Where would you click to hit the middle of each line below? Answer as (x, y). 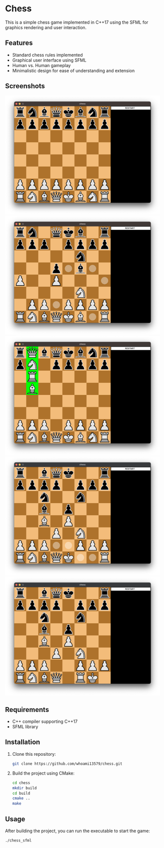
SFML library (25, 727)
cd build (21, 793)
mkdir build (24, 788)
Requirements (27, 710)
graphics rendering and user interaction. (46, 27)
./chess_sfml (18, 840)
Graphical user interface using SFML (49, 60)
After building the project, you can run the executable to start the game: (78, 831)
